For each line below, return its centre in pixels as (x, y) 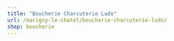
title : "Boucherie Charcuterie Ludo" (62, 14)
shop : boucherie (31, 26)
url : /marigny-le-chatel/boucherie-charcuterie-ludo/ (87, 20)
